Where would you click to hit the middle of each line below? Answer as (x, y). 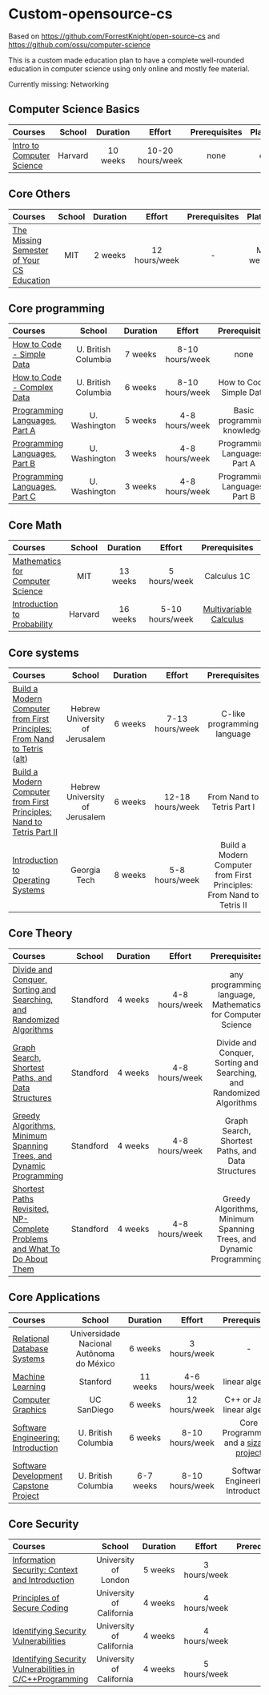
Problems (30, 1238)
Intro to (26, 145)
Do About (30, 1258)
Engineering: (36, 1437)
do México (95, 1363)
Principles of (36, 1598)
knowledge (244, 431)
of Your (26, 260)
